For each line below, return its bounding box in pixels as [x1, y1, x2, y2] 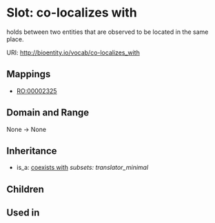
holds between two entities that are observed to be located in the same [6, 28, 209, 36]
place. [6, 35, 25, 43]
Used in [6, 207, 40, 219]
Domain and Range [6, 107, 90, 119]
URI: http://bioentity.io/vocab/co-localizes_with [6, 48, 141, 57]
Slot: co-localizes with [6, 5, 137, 21]
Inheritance [6, 145, 57, 157]
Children [6, 183, 44, 195]
